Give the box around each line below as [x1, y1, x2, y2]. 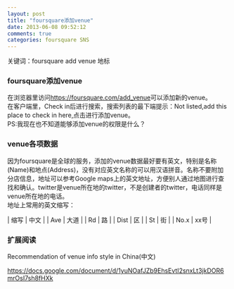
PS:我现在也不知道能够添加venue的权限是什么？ [7, 120, 146, 128]
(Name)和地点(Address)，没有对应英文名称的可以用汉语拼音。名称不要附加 [7, 165, 224, 173]
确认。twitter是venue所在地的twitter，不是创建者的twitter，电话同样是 [19, 183, 223, 191]
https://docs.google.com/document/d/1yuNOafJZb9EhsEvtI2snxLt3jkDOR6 [7, 266, 224, 275]
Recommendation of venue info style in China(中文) [7, 252, 156, 261]
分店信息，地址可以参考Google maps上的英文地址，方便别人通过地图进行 [7, 174, 219, 183]
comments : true [7, 30, 52, 37]
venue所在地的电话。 [7, 192, 69, 200]
